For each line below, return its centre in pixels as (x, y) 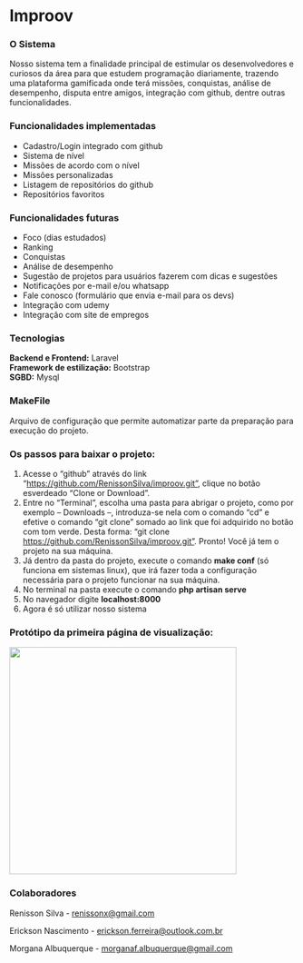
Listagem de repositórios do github (88, 184)
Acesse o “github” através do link (84, 473)
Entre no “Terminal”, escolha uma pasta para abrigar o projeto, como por (158, 502)
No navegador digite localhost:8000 (92, 599)
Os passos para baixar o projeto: (83, 453)
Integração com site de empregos (86, 315)
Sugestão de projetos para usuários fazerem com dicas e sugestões (150, 276)
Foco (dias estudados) (64, 238)
